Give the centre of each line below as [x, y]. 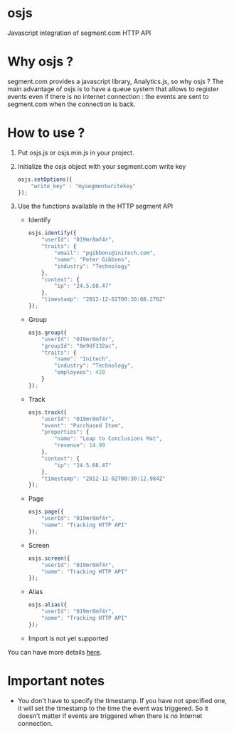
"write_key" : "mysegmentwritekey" [84, 186]
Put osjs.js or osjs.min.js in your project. [76, 152]
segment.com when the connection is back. [71, 104]
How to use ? [46, 133]
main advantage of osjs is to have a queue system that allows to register [113, 89]
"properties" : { [65, 432]
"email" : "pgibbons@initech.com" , [105, 253]
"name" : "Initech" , [83, 359]
